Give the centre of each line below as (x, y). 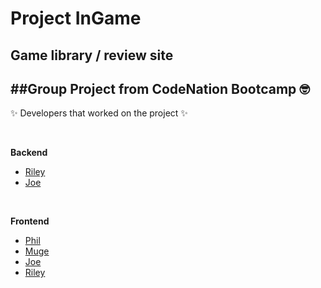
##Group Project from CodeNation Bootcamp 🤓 (160, 88)
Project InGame (76, 18)
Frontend (30, 221)
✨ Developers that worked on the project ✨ (99, 113)
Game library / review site (92, 55)
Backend (29, 153)
